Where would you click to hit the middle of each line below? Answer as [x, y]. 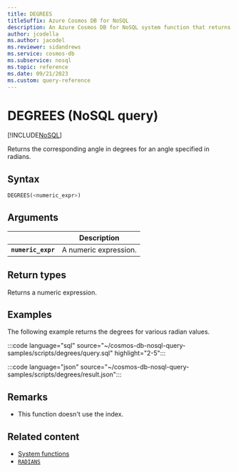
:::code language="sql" [41, 346]
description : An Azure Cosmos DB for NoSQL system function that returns [119, 27]
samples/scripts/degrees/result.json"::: [64, 374]
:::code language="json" [43, 367]
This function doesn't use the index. [71, 414]
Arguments [33, 218]
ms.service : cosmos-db [41, 54]
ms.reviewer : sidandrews [44, 47]
